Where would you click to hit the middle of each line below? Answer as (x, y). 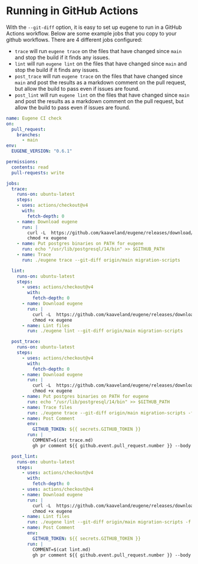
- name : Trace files (47, 407)
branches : (29, 135)
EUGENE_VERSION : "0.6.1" (42, 151)
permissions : (22, 162)
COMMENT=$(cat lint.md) (62, 549)
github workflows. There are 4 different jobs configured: (74, 39)
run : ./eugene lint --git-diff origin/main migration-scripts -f (109, 522)
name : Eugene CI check (34, 118)
